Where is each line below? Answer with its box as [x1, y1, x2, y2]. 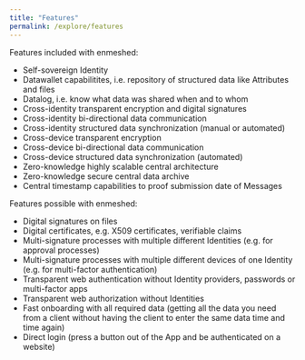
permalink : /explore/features [9, 22, 124, 31]
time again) [22, 322, 65, 333]
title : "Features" [9, 13, 79, 23]
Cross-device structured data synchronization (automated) [22, 151, 243, 162]
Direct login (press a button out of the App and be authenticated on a [22, 331, 281, 342]
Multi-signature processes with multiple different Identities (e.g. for [22, 235, 274, 245]
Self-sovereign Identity [22, 65, 109, 75]
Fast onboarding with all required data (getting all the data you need [22, 302, 277, 314]
